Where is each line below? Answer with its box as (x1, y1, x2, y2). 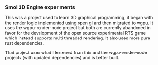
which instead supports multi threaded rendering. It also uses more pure (5, 35, 150, 41)
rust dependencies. (5, 40, 44, 46)
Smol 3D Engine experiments (5, 4, 75, 11)
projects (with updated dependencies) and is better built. (5, 55, 119, 61)
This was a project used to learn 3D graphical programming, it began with (5, 15, 153, 21)
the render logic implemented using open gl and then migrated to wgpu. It (5, 20, 154, 26)
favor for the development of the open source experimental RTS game (5, 30, 146, 36)
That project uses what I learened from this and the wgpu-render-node (5, 50, 147, 55)
